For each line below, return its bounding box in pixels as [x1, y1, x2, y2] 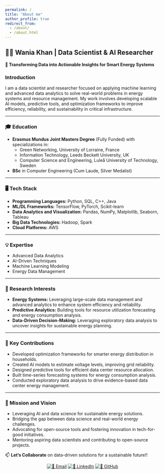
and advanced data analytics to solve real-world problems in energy [5, 90, 143, 96]
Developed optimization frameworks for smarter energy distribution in [12, 351, 154, 357]
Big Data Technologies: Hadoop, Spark [12, 219, 92, 225]
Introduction [5, 74, 35, 80]
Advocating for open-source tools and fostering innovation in [12, 426, 136, 432]
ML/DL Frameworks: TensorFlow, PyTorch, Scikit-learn [12, 203, 124, 209]
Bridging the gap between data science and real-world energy [12, 416, 138, 422]
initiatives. [24, 432, 45, 437]
